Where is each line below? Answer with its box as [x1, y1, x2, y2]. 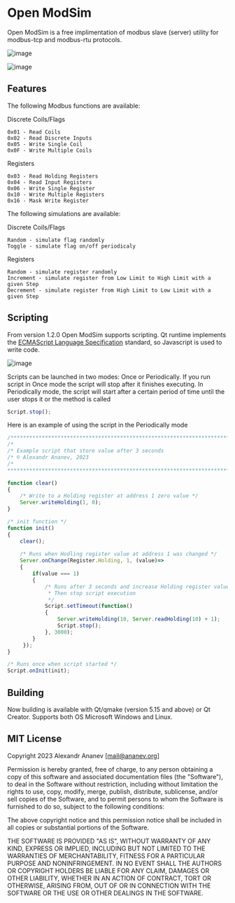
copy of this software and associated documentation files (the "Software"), [7, 772, 224, 781]
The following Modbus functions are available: [7, 101, 141, 110]
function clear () [7, 479, 58, 487]
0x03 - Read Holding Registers [7, 173, 99, 180]
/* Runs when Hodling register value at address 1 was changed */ [20, 550, 218, 557]
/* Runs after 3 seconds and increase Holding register [44, 583, 211, 590]
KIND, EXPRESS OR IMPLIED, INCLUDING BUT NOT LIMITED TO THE [7, 844, 206, 853]
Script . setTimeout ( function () [44, 603, 133, 610]
